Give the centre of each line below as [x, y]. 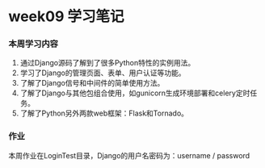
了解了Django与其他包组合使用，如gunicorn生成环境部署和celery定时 [135, 93]
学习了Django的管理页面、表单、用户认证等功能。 [103, 73]
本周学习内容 [34, 44]
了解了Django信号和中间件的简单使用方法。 [92, 83]
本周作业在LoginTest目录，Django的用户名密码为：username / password [129, 155]
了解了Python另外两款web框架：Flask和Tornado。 [104, 113]
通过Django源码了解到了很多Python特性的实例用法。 [107, 63]
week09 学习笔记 [66, 17]
